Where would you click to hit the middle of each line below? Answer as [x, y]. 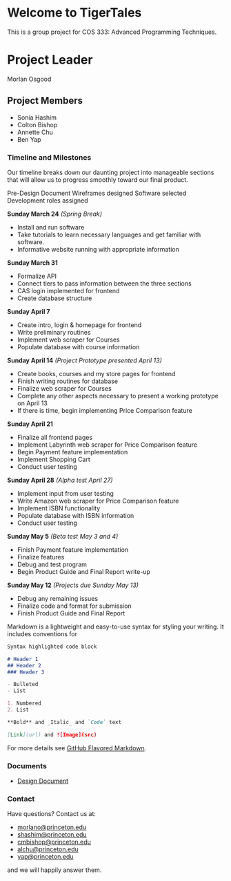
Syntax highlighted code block [52, 647]
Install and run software [51, 227]
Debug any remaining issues [58, 598]
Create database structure [54, 298]
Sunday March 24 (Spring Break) [54, 214]
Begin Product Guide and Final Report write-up [83, 571]
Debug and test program [52, 564]
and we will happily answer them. [54, 870]
